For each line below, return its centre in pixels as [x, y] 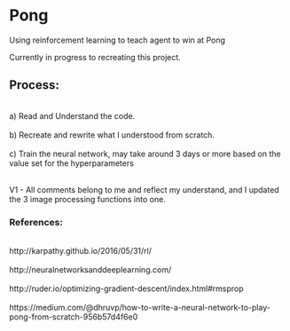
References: [36, 222]
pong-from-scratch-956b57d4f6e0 [74, 317]
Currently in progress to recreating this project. [95, 57]
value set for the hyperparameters [72, 163]
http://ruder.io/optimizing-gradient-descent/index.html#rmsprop [126, 288]
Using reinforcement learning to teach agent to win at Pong [118, 40]
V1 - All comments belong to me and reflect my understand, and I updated [144, 189]
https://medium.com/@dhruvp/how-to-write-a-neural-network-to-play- [140, 308]
